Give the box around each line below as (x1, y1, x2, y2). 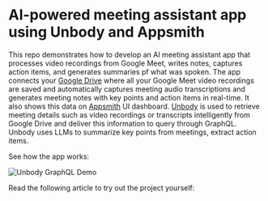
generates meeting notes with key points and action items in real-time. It (8, 92, 249, 102)
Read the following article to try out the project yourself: (8, 182, 195, 192)
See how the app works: (8, 152, 90, 161)
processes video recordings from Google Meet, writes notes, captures (8, 58, 243, 68)
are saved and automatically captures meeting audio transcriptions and (8, 83, 245, 94)
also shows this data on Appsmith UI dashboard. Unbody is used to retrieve (8, 101, 261, 111)
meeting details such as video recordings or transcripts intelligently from (8, 109, 251, 119)
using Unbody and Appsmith (8, 23, 205, 41)
